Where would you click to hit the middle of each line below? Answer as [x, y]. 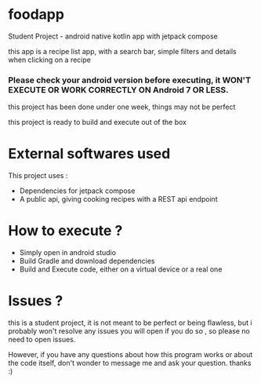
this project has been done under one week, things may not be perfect [122, 107]
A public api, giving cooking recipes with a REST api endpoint [118, 199]
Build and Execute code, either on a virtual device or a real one [121, 269]
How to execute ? [65, 231]
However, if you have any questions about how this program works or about [130, 355]
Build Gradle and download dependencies [87, 261]
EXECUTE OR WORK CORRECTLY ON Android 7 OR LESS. [118, 89]
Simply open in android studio [67, 253]
